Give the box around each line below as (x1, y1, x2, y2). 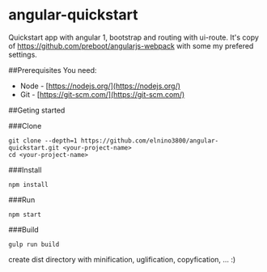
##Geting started (8, 105, 66, 115)
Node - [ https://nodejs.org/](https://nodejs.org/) (19, 81, 180, 91)
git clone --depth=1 (8, 136, 78, 145)
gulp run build (8, 240, 60, 249)
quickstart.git (8, 143, 60, 151)
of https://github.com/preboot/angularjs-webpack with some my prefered (8, 40, 254, 50)
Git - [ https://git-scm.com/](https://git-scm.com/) (19, 89, 185, 99)
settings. (8, 49, 38, 59)
